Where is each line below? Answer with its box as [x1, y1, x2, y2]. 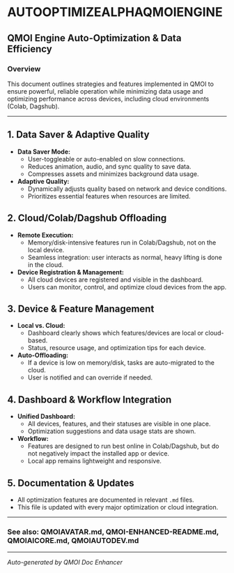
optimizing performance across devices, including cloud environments [7, 94, 210, 103]
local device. [27, 245, 65, 254]
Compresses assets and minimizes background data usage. [27, 169, 199, 178]
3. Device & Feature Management [7, 303, 155, 314]
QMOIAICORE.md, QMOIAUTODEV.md [7, 535, 139, 545]
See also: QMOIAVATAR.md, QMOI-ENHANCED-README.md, [7, 527, 219, 537]
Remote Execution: [17, 231, 74, 239]
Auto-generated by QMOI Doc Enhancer [7, 558, 123, 567]
